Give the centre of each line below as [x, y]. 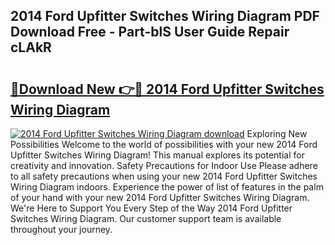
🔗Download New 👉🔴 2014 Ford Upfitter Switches [167, 89]
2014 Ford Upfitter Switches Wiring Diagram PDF [165, 16]
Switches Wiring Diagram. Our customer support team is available [146, 218]
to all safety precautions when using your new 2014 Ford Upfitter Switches [164, 176]
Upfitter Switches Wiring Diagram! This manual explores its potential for [157, 155]
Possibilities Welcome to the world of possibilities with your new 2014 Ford [164, 144]
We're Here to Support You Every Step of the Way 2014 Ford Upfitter [151, 208]
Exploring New [277, 133]
